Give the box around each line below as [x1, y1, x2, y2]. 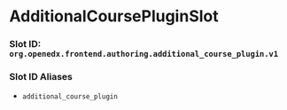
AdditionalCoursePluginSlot [9, 6, 219, 27]
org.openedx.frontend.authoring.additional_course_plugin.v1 [9, 49, 279, 59]
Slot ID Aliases [9, 71, 73, 83]
